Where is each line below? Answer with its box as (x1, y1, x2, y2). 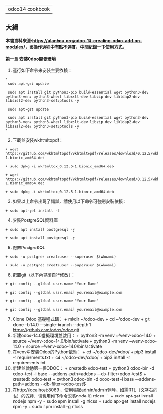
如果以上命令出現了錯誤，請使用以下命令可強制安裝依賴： (12, 199, 127, 204)
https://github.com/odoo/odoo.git (12, 327, 79, 333)
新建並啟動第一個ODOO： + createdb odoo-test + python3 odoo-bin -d (12, 365, 154, 371)
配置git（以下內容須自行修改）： (12, 272, 75, 278)
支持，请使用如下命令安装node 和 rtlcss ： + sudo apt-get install (25, 393, 153, 399)
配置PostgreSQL (12, 245, 45, 250)
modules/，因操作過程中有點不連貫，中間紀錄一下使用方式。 (5, 44, 127, 50)
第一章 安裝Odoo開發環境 (5, 56, 56, 62)
